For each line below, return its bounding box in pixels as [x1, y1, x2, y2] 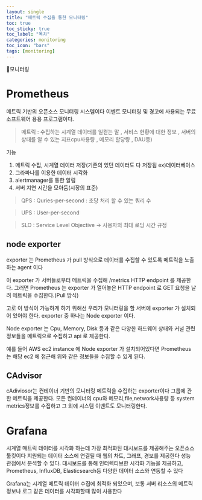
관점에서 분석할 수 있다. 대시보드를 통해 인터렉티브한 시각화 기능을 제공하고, [6, 460, 183, 467]
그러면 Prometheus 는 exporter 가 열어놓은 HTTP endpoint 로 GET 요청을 [14, 284, 190, 291]
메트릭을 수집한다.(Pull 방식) [12, 291, 79, 299]
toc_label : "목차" [6, 31, 50, 37]
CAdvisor [6, 370, 43, 380]
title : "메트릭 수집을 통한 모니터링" [6, 14, 89, 21]
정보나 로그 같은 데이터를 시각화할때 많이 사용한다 [6, 487, 122, 495]
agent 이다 [17, 263, 43, 271]
